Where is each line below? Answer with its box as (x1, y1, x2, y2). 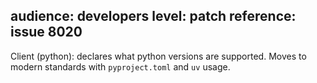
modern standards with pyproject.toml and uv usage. (10, 60, 231, 73)
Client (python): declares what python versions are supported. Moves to (10, 50, 307, 62)
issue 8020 (10, 24, 83, 41)
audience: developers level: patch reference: (10, 8, 297, 25)
